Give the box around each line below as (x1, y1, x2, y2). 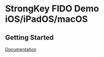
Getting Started (5, 33, 54, 42)
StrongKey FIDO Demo (5, 3, 99, 14)
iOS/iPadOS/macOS (5, 13, 88, 25)
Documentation (5, 47, 37, 52)
